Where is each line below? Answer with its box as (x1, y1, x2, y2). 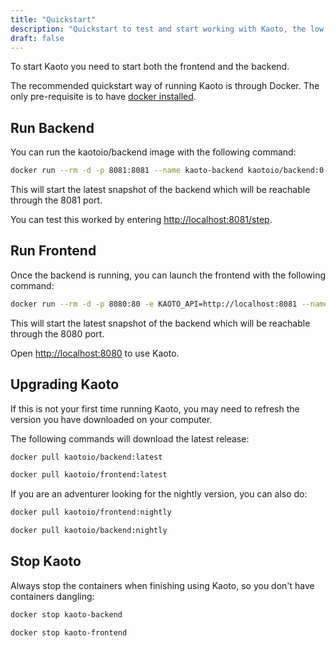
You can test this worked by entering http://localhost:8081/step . (10, 214, 273, 226)
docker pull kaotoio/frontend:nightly (10, 507, 172, 518)
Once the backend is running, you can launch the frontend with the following (10, 269, 326, 281)
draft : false (10, 33, 65, 43)
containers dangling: (10, 590, 95, 602)
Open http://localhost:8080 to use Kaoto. (10, 347, 180, 359)
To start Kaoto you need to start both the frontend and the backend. (10, 61, 290, 73)
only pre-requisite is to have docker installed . (10, 91, 197, 103)
